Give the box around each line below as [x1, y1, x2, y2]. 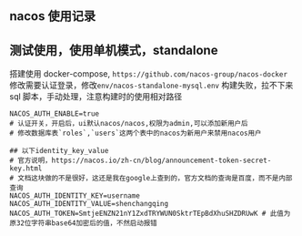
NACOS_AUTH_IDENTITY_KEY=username [9, 191, 141, 200]
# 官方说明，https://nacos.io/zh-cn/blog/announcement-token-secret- [9, 156, 272, 166]
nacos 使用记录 [9, 8, 96, 25]
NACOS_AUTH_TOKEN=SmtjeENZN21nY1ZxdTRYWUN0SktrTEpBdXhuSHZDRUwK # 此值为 [9, 209, 291, 219]
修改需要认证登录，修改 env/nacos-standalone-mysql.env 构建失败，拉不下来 [9, 80, 294, 91]
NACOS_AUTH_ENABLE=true [9, 109, 100, 118]
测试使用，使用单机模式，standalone [9, 42, 218, 57]
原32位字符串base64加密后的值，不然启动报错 [9, 219, 157, 228]
